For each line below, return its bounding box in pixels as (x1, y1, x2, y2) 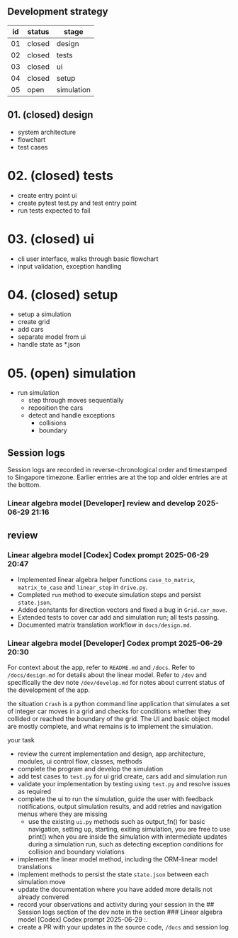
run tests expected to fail (17, 206, 91, 215)
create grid (17, 318, 50, 326)
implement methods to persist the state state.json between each (17, 870, 209, 878)
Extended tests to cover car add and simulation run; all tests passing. (17, 613, 220, 621)
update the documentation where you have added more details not (17, 886, 212, 894)
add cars (17, 325, 44, 334)
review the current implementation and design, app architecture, (17, 749, 205, 758)
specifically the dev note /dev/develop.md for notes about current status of (7, 679, 225, 687)
